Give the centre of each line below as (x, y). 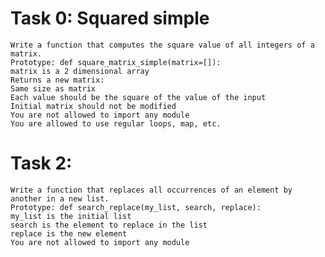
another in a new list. (60, 198)
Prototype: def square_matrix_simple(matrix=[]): (116, 62)
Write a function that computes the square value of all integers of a (162, 45)
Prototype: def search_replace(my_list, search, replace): (136, 207)
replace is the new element (69, 233)
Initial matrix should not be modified (93, 106)
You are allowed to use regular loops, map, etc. (116, 123)
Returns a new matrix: (57, 80)
